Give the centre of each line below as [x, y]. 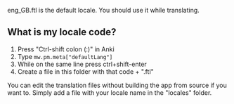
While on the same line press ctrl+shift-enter [82, 64]
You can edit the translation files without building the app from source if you [117, 85]
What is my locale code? [62, 32]
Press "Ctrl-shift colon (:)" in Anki [66, 49]
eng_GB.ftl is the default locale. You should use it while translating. [104, 10]
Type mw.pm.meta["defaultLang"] [65, 56]
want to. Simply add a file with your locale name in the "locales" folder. [110, 92]
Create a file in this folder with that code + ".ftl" [86, 71]
